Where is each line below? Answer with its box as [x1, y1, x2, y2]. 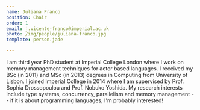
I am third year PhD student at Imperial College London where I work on [6, 58, 184, 66]
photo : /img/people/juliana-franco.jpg [6, 31, 107, 37]
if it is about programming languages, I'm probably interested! [10, 97, 164, 104]
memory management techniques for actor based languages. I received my [6, 65, 193, 72]
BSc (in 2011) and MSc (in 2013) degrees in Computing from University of [6, 72, 188, 78]
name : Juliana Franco [6, 8, 61, 15]
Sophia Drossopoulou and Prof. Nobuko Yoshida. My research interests [6, 84, 183, 91]
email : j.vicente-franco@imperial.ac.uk [6, 25, 110, 32]
